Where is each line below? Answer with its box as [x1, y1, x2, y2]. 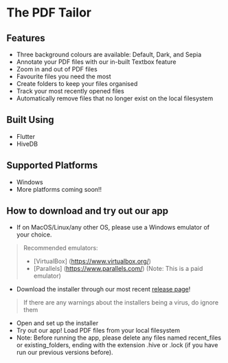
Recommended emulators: [23, 244, 98, 252]
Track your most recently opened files [16, 87, 124, 95]
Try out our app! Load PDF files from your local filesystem [16, 327, 180, 335]
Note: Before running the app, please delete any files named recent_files [16, 333, 221, 342]
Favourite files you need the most [16, 72, 111, 80]
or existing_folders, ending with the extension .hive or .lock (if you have [16, 341, 218, 349]
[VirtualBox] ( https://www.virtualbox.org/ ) [33, 257, 152, 265]
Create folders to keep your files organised [16, 80, 138, 87]
